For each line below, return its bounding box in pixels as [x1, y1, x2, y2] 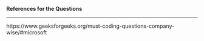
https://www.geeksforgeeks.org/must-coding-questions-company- [6, 22, 175, 30]
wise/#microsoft [6, 29, 47, 36]
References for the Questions [6, 5, 83, 12]
